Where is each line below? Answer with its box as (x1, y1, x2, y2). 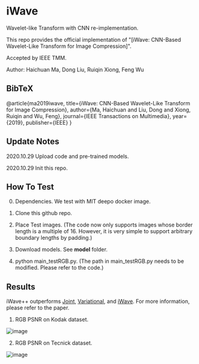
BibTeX (6, 84, 33, 94)
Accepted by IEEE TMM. (6, 54, 67, 61)
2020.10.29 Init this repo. (6, 164, 68, 171)
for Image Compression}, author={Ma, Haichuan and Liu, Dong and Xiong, (6, 106, 191, 113)
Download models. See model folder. (15, 246, 108, 253)
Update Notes (6, 136, 59, 147)
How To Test (6, 182, 54, 192)
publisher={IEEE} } (25, 119, 73, 126)
